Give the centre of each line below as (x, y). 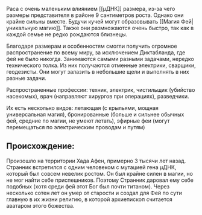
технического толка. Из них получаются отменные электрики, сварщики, (101, 65)
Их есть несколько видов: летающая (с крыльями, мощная (82, 108)
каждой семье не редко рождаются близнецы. (67, 34)
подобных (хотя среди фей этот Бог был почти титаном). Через (88, 186)
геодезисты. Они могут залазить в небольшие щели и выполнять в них (98, 72)
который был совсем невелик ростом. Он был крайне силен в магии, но (99, 173)
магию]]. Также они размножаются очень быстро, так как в (116, 28)
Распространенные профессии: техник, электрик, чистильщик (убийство (101, 90)
